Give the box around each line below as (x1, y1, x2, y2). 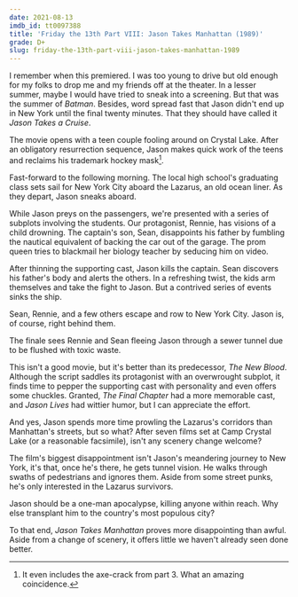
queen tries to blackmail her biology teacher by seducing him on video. (9, 246, 269, 256)
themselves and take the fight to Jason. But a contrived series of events (9, 281, 272, 293)
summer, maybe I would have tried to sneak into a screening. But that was (9, 90, 279, 100)
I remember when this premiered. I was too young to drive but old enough (9, 70, 278, 81)
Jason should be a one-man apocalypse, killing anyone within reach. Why (9, 498, 279, 508)
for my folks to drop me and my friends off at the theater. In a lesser (9, 80, 257, 90)
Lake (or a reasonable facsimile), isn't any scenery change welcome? (9, 436, 263, 446)
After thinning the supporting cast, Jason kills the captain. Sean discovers (9, 263, 279, 273)
